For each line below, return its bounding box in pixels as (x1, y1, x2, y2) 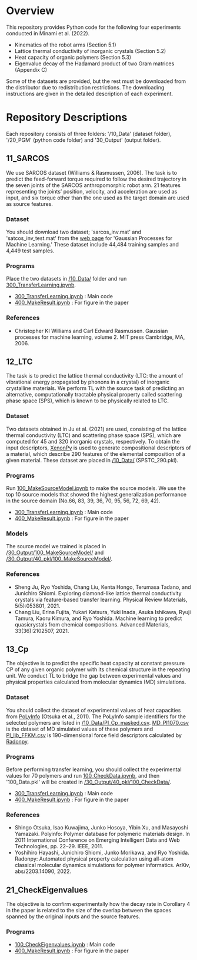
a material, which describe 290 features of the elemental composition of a (6, 450, 185, 457)
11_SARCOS (6, 154, 49, 164)
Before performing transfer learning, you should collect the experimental (6, 766, 182, 773)
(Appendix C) (14, 66, 48, 73)
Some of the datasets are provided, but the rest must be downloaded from (6, 78, 186, 85)
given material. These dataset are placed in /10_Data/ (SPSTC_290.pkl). (6, 456, 179, 464)
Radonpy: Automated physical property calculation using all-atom (14, 855, 173, 862)
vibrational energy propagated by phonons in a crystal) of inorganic (6, 378, 170, 386)
